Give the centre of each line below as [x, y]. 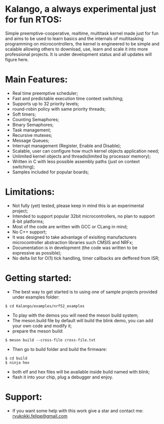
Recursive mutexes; [32, 135]
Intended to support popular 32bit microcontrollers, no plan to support [83, 216]
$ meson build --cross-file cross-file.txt [50, 340]
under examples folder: [36, 297]
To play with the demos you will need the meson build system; [75, 315]
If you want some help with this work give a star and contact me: [78, 411]
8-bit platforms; [28, 221]
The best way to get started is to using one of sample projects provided [85, 292]
